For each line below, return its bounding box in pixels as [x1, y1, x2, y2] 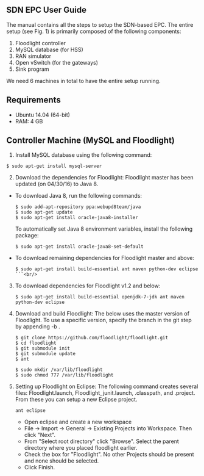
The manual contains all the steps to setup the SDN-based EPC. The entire [6, 21, 194, 28]
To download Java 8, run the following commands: [15, 192, 142, 200]
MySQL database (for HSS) [15, 46, 83, 53]
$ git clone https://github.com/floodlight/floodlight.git [15, 335, 169, 341]
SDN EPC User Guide [6, 5, 87, 15]
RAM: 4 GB [15, 117, 43, 124]
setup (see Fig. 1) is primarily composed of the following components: [6, 27, 181, 35]
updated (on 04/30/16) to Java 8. [15, 180, 99, 188]
